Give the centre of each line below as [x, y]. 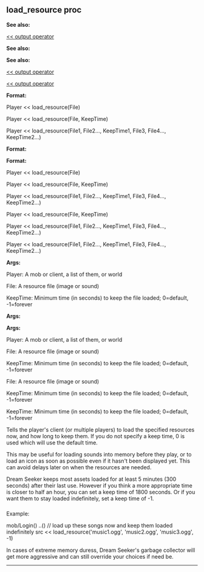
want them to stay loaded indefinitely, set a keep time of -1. [80, 498]
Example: [18, 514]
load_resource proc [44, 10]
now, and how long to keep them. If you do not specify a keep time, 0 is [96, 436]
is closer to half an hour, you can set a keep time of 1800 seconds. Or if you [101, 492]
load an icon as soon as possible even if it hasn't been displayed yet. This [98, 461]
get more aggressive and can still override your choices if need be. [90, 556]
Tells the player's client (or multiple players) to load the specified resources [100, 429]
